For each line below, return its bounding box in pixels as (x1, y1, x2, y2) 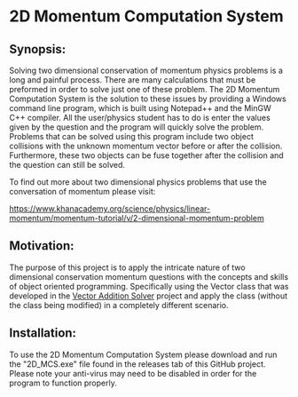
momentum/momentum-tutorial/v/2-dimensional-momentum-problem (9, 213, 264, 223)
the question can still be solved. (9, 160, 126, 170)
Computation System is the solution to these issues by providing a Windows (9, 93, 286, 104)
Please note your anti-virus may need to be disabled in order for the (9, 368, 257, 378)
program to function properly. (9, 377, 117, 388)
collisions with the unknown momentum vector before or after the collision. (9, 140, 283, 151)
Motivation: (9, 238, 74, 254)
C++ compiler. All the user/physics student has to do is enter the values (9, 113, 271, 123)
